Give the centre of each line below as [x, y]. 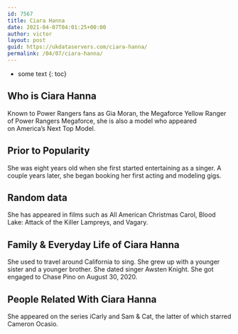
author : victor [30, 34]
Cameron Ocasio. [33, 323]
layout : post [27, 41]
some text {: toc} [42, 74]
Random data [37, 197]
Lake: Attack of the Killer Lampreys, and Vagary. [78, 222]
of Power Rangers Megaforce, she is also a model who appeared [102, 121]
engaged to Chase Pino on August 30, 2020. [72, 277]
